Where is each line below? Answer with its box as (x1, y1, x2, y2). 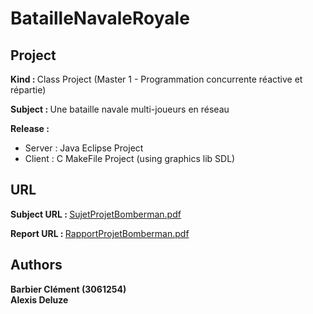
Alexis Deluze (10, 293, 69, 306)
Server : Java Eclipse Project (24, 142, 144, 154)
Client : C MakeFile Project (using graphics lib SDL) (24, 153, 236, 164)
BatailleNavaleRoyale (10, 7, 190, 30)
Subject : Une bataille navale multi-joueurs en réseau (10, 103, 230, 115)
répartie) (10, 84, 47, 96)
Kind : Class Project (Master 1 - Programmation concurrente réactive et (10, 73, 303, 85)
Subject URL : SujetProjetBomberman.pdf (10, 208, 182, 220)
